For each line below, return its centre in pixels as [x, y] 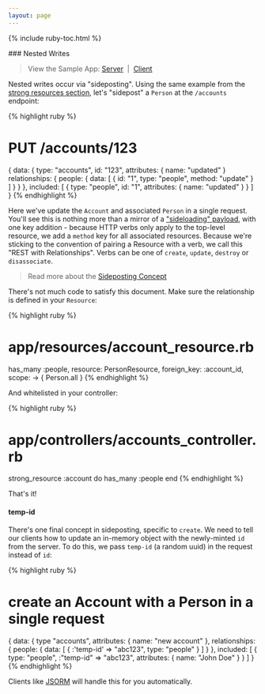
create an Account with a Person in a [131, 602]
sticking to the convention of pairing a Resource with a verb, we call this [125, 244]
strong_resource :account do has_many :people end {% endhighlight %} [126, 478]
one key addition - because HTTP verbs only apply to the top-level [117, 227]
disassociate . [30, 261]
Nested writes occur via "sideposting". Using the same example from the [127, 84]
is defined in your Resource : [53, 300]
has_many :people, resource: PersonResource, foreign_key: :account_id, [126, 369]
